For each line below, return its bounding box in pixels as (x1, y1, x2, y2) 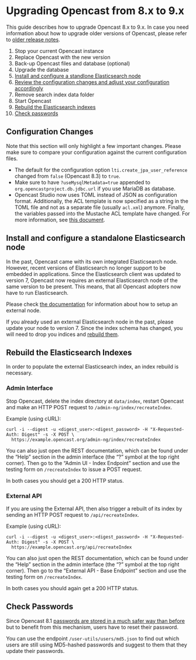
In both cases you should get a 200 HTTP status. (6, 477, 124, 484)
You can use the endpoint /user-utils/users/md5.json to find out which (6, 635, 180, 642)
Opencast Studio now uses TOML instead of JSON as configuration (14, 191, 177, 198)
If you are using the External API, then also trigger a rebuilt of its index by (6, 505, 183, 512)
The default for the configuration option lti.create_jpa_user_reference (14, 166, 188, 173)
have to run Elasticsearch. (6, 289, 69, 296)
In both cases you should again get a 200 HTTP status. (6, 584, 139, 591)
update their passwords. (6, 647, 65, 654)
